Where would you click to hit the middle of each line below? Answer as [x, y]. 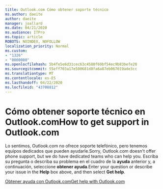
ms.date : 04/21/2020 [26, 28]
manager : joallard [24, 23]
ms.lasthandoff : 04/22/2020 [34, 82]
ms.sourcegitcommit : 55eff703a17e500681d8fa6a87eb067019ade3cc [71, 69]
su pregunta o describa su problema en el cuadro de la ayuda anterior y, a [80, 162]
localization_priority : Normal [37, 46]
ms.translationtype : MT [29, 74]
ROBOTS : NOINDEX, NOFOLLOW [33, 42]
